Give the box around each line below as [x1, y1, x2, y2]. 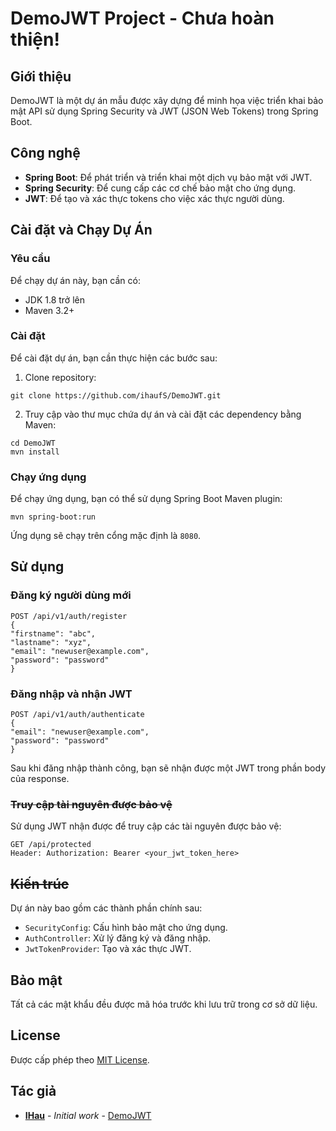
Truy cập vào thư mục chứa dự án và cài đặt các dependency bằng [24, 408, 302, 420]
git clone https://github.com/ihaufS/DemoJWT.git [10, 390, 222, 401]
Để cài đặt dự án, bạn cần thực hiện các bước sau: [10, 352, 218, 364]
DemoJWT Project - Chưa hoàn [10, 7, 275, 30]
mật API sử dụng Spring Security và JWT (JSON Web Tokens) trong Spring [10, 105, 319, 117]
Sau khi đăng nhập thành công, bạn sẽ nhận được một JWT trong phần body [10, 762, 327, 774]
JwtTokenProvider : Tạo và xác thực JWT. [24, 943, 192, 955]
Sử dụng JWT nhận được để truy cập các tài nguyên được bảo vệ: [10, 820, 282, 832]
